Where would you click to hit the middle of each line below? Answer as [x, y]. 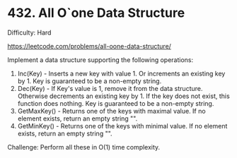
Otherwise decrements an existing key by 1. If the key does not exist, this [123, 96]
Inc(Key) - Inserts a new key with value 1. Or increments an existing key [121, 73]
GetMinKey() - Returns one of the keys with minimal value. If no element [122, 126]
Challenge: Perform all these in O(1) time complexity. [84, 147]
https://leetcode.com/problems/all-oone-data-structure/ [89, 46]
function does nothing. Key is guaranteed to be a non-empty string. [116, 103]
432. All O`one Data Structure [96, 13]
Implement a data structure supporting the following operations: [100, 60]
